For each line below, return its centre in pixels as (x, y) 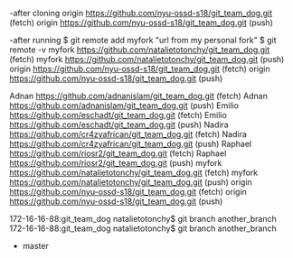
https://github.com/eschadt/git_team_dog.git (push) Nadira (119, 124)
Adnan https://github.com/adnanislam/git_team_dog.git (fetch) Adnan (139, 96)
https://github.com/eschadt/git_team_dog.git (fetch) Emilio (118, 115)
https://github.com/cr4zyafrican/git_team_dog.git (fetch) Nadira (128, 134)
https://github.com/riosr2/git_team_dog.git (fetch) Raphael (118, 153)
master (36, 246)
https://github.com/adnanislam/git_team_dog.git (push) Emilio (124, 106)
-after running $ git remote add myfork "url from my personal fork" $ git (143, 40)
